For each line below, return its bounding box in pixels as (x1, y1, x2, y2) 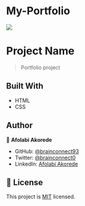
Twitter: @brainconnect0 (14, 154, 76, 161)
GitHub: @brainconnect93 (14, 147, 79, 155)
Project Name (6, 45, 75, 58)
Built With (6, 81, 43, 91)
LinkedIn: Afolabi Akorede (14, 160, 78, 167)
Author (6, 121, 33, 131)
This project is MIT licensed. (6, 193, 75, 200)
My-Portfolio (6, 4, 70, 18)
